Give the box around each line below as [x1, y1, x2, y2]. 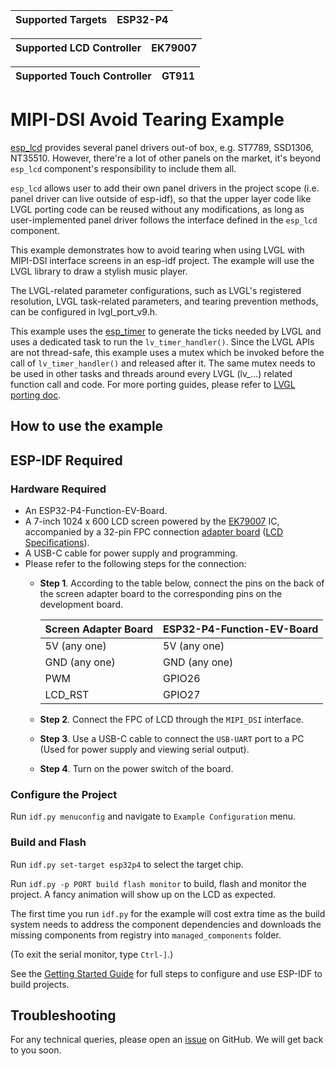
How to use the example [10, 418, 164, 435]
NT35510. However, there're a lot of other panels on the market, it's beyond [10, 152, 322, 164]
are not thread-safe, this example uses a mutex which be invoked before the [10, 346, 325, 358]
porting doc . [10, 389, 62, 401]
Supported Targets [15, 13, 108, 26]
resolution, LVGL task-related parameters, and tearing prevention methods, [10, 295, 319, 307]
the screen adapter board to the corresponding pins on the [39, 588, 283, 600]
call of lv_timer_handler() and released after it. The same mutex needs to [10, 357, 316, 369]
